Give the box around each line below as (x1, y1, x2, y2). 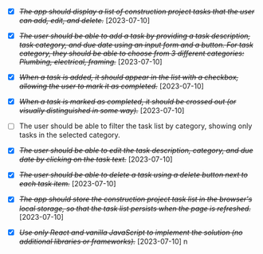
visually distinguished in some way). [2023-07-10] (18, 106, 185, 115)
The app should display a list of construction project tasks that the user (18, 7, 255, 16)
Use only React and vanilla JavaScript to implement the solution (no (18, 227, 243, 237)
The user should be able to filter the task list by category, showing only (18, 121, 253, 131)
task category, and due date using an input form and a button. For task (18, 40, 254, 50)
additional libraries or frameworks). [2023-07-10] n (18, 236, 188, 246)
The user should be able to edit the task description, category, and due (18, 146, 253, 155)
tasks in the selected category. (18, 131, 120, 140)
